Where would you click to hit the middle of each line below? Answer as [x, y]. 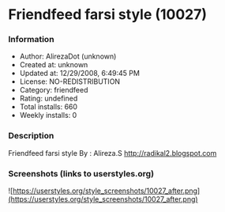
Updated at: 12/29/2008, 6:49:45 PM [80, 74]
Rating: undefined [49, 98]
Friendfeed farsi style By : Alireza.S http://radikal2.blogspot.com [112, 153]
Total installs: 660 [48, 107]
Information [31, 40]
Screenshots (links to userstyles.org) [81, 173]
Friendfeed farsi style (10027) [108, 15]
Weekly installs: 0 [48, 115]
